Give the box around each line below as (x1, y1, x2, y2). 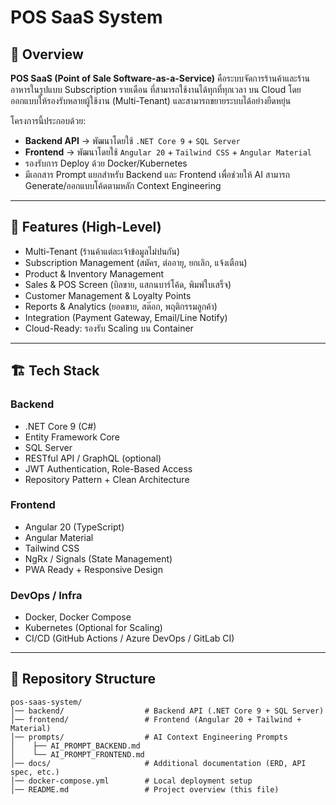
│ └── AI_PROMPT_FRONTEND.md (10, 749, 145, 760)
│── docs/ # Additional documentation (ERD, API (10, 758, 307, 768)
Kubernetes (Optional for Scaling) (24, 622, 163, 634)
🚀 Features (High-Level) (10, 219, 162, 236)
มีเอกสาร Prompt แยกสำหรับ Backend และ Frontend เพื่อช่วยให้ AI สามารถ (24, 169, 290, 180)
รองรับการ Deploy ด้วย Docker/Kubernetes (24, 157, 188, 169)
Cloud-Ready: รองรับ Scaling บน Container (24, 322, 194, 334)
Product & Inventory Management (24, 267, 165, 280)
